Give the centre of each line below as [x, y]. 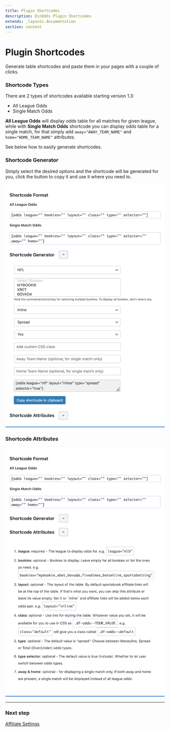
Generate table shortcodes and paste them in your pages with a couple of [82, 66]
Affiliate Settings [22, 724]
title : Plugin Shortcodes [32, 11]
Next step [17, 713]
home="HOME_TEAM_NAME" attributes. [40, 137]
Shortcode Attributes [32, 439]
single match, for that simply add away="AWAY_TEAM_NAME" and [68, 132]
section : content [24, 27]
